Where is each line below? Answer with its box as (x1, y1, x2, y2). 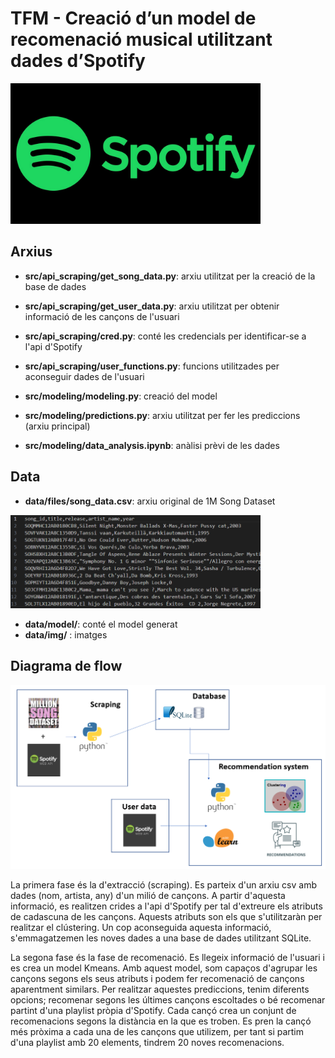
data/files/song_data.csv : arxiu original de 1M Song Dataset (24, 495, 276, 507)
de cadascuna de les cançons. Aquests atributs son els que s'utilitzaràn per (10, 911, 323, 923)
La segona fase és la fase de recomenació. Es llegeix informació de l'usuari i (10, 952, 325, 964)
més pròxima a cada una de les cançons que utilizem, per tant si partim (10, 1026, 305, 1038)
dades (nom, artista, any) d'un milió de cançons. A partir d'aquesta (10, 890, 286, 902)
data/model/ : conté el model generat (24, 618, 178, 630)
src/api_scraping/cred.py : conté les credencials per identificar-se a (24, 330, 307, 342)
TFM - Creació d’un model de (10, 7, 257, 30)
